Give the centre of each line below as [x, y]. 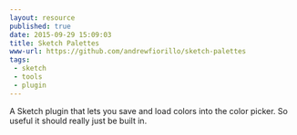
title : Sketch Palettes [55, 43]
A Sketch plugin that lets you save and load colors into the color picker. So [149, 111]
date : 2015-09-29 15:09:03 [61, 34]
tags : [20, 60]
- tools [28, 77]
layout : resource [42, 18]
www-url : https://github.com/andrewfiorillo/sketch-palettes [128, 52]
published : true [40, 26]
